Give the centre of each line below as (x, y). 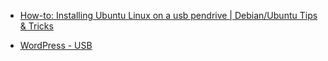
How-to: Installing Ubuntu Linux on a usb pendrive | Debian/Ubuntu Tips (168, 15)
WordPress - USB (56, 45)
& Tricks (36, 26)
